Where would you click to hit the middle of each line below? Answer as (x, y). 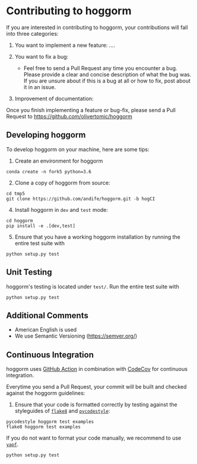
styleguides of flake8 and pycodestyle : (62, 411)
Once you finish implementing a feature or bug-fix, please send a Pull (91, 110)
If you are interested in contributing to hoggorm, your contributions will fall (97, 27)
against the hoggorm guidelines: (46, 393)
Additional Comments (47, 315)
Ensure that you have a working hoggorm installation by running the (98, 237)
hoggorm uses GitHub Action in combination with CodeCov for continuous (97, 369)
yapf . (12, 444)
